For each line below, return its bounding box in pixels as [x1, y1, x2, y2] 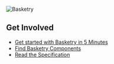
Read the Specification [14, 51, 70, 58]
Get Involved [6, 23, 54, 33]
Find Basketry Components [14, 44, 82, 52]
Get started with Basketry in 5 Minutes [14, 39, 108, 46]
